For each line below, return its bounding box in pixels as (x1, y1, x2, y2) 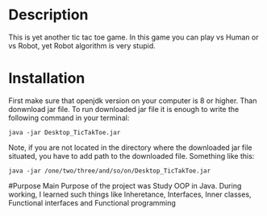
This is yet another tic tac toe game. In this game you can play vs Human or (8, 32, 259, 42)
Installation (8, 69, 86, 88)
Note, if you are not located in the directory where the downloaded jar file (8, 143, 252, 152)
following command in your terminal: (8, 113, 130, 123)
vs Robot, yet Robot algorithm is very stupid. (8, 40, 156, 50)
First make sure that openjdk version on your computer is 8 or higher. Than (8, 95, 257, 106)
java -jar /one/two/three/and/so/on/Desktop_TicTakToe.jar (8, 167, 211, 175)
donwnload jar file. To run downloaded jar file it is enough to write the (8, 104, 240, 114)
